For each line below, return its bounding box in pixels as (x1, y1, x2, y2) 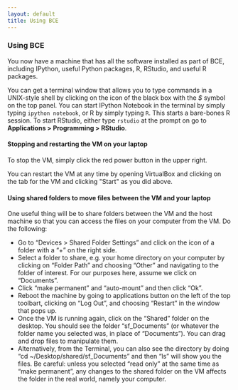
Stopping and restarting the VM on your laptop (7, 140, 148, 148)
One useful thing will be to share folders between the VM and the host (7, 210, 213, 218)
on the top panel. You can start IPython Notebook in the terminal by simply (7, 101, 226, 109)
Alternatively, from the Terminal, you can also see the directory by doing (17, 344, 229, 353)
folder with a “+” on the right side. (17, 246, 117, 255)
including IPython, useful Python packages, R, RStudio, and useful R (7, 64, 207, 73)
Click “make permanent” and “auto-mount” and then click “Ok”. (17, 284, 203, 292)
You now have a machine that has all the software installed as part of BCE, (7, 56, 225, 65)
